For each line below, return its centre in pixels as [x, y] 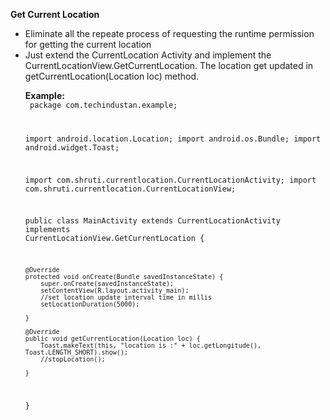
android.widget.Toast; [72, 147]
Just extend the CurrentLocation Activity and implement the [148, 55]
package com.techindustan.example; [103, 105]
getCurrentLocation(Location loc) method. [112, 76]
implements [47, 230]
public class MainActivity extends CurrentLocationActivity [152, 221]
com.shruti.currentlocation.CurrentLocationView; [130, 189]
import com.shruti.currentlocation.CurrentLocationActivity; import [170, 180]
